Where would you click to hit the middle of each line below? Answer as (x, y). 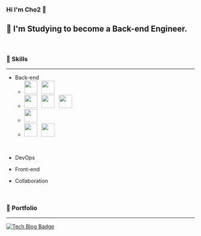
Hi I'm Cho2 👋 (26, 10)
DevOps (25, 158)
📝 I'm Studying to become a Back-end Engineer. (97, 29)
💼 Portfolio (22, 208)
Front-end (27, 170)
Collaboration (31, 181)
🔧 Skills (17, 59)
